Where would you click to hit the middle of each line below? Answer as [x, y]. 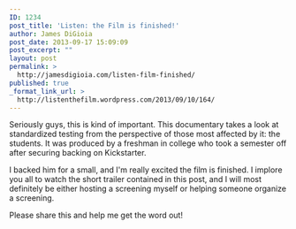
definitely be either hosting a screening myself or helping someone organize [148, 189]
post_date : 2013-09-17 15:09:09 [68, 42]
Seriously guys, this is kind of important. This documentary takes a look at [144, 125]
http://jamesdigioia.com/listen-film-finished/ [106, 75]
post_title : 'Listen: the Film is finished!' [94, 26]
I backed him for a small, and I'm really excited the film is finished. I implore [146, 170]
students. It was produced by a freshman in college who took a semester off [148, 143]
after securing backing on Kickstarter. [78, 153]
